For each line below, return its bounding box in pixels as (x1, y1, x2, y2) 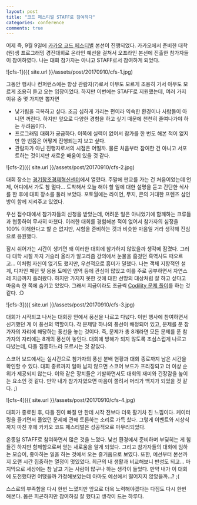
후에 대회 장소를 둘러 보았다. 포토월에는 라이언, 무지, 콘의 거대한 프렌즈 (18, 191, 180, 198)
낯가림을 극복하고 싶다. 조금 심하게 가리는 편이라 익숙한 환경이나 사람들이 (14, 108, 181, 115)
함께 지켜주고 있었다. (16, 198, 65, 205)
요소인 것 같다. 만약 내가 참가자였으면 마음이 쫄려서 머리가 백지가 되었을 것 (12, 378, 182, 385)
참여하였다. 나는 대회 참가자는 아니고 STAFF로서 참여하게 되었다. (12, 57, 160, 64)
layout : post (6, 8, 38, 15)
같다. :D (6, 289, 24, 296)
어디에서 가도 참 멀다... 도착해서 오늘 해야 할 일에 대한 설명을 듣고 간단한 (14, 183, 178, 190)
